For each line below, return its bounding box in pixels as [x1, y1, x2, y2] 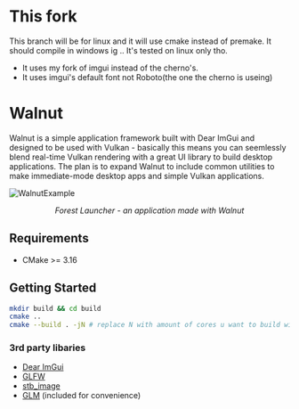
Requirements [9, 231, 89, 246]
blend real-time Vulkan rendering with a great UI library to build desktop [9, 151, 273, 162]
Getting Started [9, 281, 97, 296]
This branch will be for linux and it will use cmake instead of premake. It [9, 36, 271, 46]
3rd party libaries [9, 341, 86, 354]
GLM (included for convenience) [21, 390, 141, 401]
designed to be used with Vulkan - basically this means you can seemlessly [9, 142, 287, 152]
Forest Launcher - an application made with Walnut [54, 205, 245, 216]
